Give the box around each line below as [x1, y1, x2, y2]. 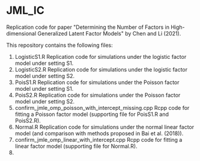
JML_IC [6, 4, 45, 17]
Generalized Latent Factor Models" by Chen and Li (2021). [37, 29, 181, 37]
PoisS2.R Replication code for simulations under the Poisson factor [14, 91, 181, 99]
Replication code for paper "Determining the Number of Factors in [6, 23, 170, 31]
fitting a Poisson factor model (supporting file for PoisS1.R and [14, 111, 169, 118]
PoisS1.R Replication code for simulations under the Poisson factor [14, 79, 180, 86]
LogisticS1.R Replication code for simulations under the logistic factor [14, 53, 187, 60]
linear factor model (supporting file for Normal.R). [14, 142, 138, 150]
